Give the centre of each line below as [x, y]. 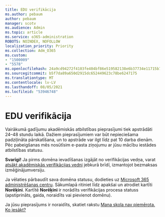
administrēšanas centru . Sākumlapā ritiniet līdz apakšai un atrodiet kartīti [79, 185]
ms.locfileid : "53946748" [31, 92]
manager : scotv [21, 23]
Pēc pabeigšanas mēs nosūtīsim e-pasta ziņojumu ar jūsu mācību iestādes [81, 145]
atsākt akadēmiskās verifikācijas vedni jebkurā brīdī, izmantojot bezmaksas [81, 165]
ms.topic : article [24, 32]
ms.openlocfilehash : [26, 69]
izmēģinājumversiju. [25, 170]
